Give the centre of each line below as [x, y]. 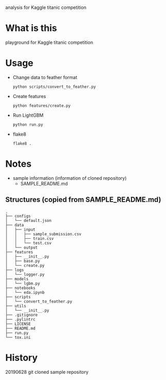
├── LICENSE [18, 324]
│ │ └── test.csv [29, 243]
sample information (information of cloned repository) [70, 178]
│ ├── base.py [23, 261]
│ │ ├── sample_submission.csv [43, 234]
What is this [31, 28]
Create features [29, 96]
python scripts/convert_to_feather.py [54, 87]
